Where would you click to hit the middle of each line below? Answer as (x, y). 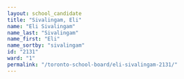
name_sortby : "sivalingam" (46, 45)
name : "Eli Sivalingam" (42, 26)
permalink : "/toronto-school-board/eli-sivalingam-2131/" (92, 65)
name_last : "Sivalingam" (43, 33)
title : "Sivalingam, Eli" (44, 20)
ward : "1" (21, 58)
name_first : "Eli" (34, 39)
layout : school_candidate (44, 13)
